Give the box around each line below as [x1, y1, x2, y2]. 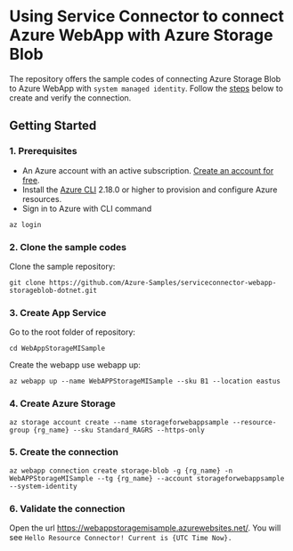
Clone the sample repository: [9, 261, 116, 271]
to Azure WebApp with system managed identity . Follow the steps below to [9, 83, 283, 93]
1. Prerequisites [9, 145, 77, 158]
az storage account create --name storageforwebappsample [9, 417, 229, 426]
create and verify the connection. [9, 92, 132, 103]
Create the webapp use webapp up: [9, 360, 141, 370]
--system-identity [9, 482, 77, 490]
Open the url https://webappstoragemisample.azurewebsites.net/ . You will [9, 523, 281, 533]
